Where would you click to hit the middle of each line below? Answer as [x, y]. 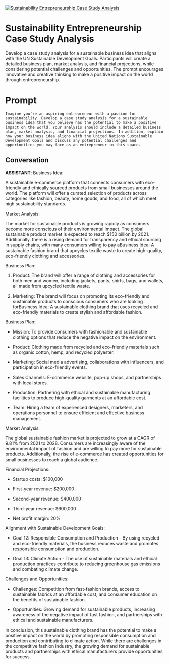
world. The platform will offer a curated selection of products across [76, 193]
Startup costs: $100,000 [38, 479]
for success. [18, 657]
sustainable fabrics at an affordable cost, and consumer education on [85, 594]
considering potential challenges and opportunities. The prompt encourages [84, 69]
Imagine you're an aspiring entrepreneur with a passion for [71, 114]
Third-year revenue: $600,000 [44, 508]
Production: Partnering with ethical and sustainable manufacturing [81, 392]
